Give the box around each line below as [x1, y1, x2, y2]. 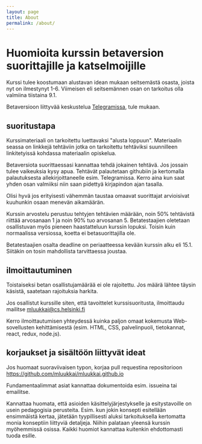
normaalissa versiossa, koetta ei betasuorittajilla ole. [6, 230, 136, 237]
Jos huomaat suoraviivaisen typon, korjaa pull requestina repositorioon [6, 363, 183, 371]
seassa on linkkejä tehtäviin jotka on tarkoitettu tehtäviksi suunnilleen [6, 143, 178, 151]
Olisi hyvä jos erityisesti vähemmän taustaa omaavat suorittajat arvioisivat [6, 192, 190, 200]
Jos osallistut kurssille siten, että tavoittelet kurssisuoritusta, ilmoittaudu [6, 299, 185, 306]
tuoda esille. [6, 432, 37, 439]
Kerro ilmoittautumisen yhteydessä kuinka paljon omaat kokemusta [6, 317, 172, 325]
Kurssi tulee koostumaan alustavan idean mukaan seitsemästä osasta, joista [6, 79, 195, 86]
